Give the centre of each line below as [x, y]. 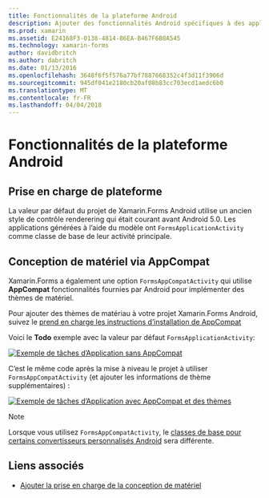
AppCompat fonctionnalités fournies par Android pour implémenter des [126, 289]
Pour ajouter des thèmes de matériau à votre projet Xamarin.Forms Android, [133, 313]
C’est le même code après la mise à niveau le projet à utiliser [108, 368]
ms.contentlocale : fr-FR [50, 98]
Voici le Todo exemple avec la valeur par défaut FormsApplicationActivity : [132, 337]
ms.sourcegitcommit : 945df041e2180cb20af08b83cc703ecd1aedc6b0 [116, 83]
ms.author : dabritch [43, 61]
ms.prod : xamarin [37, 30]
